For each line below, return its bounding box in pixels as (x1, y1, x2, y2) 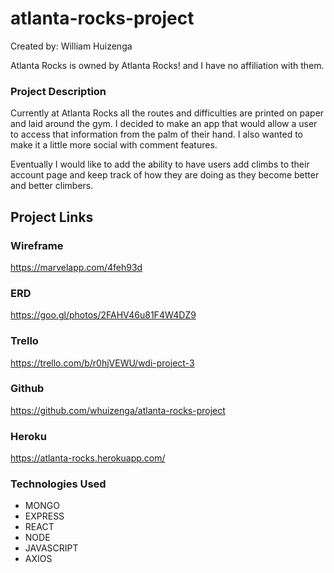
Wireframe (10, 238, 64, 252)
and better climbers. (10, 180, 94, 192)
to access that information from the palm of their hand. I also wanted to (10, 128, 304, 141)
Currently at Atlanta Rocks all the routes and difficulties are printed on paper (10, 107, 325, 119)
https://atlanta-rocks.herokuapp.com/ (10, 452, 166, 464)
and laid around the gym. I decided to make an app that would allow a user (10, 118, 318, 130)
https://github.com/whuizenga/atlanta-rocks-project (10, 404, 226, 416)
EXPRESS (24, 510, 65, 522)
